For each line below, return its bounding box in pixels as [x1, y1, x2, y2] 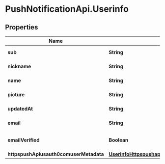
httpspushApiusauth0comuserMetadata [7, 151, 104, 158]
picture [7, 91, 25, 98]
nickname [7, 63, 31, 70]
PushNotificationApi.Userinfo [5, 3, 129, 15]
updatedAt [7, 106, 33, 112]
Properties [5, 23, 38, 31]
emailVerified [7, 137, 40, 143]
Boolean [109, 137, 129, 143]
